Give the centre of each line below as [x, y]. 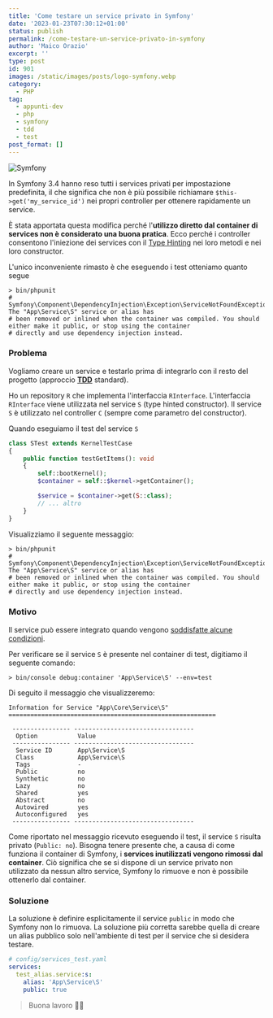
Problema [28, 353]
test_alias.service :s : [54, 974]
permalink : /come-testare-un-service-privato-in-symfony [107, 39]
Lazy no [50, 785]
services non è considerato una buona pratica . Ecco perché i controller [130, 233]
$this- [226, 193]
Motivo [23, 612]
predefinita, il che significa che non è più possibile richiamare [111, 192]
